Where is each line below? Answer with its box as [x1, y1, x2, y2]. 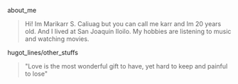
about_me [7, 6, 37, 14]
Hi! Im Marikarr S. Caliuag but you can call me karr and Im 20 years [24, 20, 222, 28]
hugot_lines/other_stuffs [7, 49, 78, 56]
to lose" [24, 70, 48, 78]
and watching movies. [24, 35, 90, 43]
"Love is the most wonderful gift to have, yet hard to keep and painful [24, 62, 228, 70]
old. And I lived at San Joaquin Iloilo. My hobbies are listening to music [24, 28, 232, 35]
